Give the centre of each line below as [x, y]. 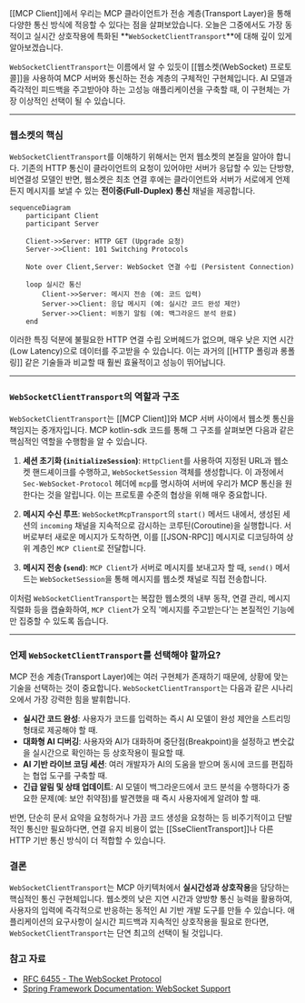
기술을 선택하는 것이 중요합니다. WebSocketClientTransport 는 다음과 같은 [139, 687]
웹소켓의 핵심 [36, 135]
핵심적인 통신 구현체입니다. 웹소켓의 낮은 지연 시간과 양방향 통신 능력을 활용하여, [151, 899]
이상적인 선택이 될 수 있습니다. [72, 101]
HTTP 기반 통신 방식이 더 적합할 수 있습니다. [88, 840]
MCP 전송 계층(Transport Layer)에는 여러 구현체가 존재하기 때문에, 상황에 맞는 [149, 677]
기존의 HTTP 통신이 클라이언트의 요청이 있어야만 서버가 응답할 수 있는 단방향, [157, 168]
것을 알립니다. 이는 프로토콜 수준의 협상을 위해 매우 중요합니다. [157, 495]
